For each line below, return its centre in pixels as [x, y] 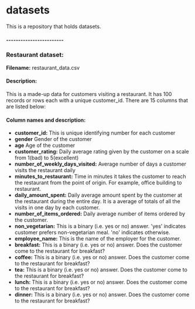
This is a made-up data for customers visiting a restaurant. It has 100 [89, 94]
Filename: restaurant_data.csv [43, 67]
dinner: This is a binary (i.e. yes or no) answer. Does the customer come [102, 295]
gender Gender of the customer [53, 139]
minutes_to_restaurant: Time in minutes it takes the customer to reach [100, 177]
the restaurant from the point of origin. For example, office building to [98, 183]
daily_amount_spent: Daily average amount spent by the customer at [98, 195]
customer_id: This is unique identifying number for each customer [95, 133]
